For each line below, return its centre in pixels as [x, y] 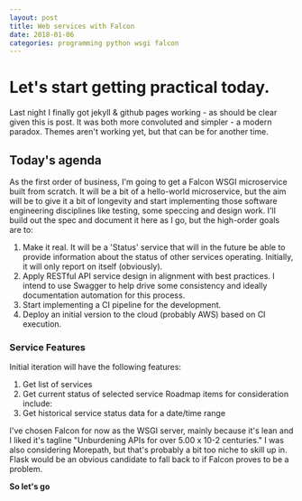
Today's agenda [55, 160]
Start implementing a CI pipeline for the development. [122, 305]
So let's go [30, 487]
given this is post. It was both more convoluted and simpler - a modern [141, 122]
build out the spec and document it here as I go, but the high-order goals [145, 220]
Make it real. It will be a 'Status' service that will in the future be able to [154, 247]
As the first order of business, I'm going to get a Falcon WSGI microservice [148, 182]
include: [37, 404]
